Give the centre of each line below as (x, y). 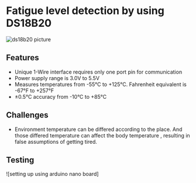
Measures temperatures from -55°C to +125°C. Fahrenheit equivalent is (101, 84)
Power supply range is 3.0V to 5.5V (57, 78)
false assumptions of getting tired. (56, 141)
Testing (20, 160)
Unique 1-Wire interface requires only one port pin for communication (98, 72)
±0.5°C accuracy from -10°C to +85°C (61, 96)
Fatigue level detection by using (85, 11)
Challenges (27, 115)
